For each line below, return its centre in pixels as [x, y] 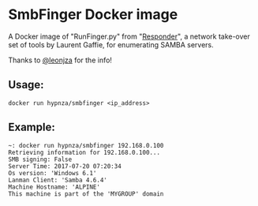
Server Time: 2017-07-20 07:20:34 [65, 166]
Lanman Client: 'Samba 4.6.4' [58, 180]
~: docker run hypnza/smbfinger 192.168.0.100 [86, 145]
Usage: [26, 85]
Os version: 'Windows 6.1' [52, 173]
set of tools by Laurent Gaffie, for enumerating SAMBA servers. [111, 44]
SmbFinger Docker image [93, 15]
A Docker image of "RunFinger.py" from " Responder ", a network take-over [129, 36]
